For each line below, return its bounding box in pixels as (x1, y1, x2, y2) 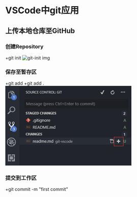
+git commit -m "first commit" (5, 186, 68, 192)
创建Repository (5, 43, 44, 50)
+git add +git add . (5, 80, 44, 86)
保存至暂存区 (5, 68, 37, 75)
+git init (5, 54, 21, 61)
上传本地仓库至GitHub (5, 26, 75, 35)
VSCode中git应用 (5, 5, 79, 16)
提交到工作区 (5, 175, 37, 182)
